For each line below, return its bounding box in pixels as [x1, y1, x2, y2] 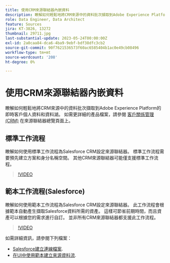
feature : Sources [5, 21, 42, 27]
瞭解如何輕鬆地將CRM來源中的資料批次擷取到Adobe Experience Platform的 [5, 105, 161, 111]
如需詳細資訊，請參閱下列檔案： [5, 235, 72, 241]
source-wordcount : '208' [5, 54, 58, 60]
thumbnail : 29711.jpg [5, 31, 51, 36]
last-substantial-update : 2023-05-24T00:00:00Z [5, 36, 108, 41]
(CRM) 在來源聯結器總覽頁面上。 [5, 118, 73, 124]
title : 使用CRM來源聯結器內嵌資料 [5, 7, 70, 13]
